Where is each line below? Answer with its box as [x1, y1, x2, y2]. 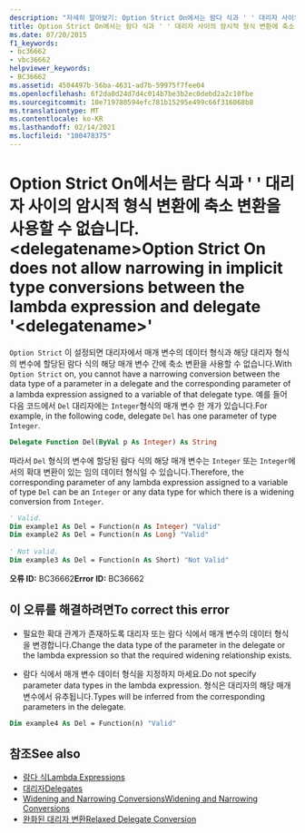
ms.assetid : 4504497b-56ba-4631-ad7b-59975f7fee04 [9, 81, 205, 90]
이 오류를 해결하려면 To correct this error [9, 603, 230, 618]
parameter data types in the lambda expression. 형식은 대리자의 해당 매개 [22, 680, 291, 691]
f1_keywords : [9, 38, 59, 48]
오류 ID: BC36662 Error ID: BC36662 [9, 573, 144, 583]
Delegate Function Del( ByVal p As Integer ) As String [9, 437, 218, 446]
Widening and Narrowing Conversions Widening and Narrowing [22, 793, 259, 804]
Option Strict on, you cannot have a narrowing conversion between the [9, 368, 280, 379]
